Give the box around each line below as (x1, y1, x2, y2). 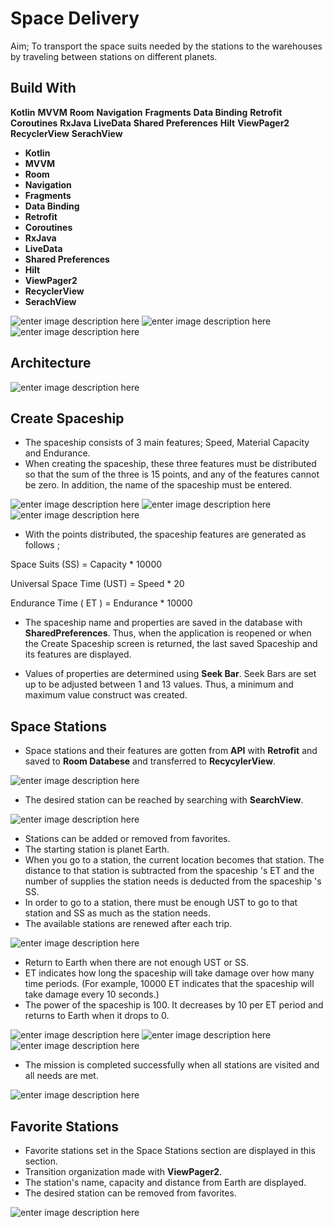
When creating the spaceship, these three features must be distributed (24, 458, 317, 470)
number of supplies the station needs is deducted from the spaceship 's (24, 875, 322, 887)
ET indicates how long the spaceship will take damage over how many (24, 967, 315, 979)
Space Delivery (10, 7, 140, 30)
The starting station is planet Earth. (24, 843, 170, 856)
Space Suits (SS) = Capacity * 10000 (10, 558, 163, 571)
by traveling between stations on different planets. (10, 50, 218, 62)
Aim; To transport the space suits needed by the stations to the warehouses (10, 40, 323, 52)
